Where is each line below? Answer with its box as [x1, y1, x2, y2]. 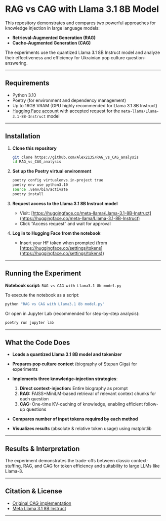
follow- [144, 401, 159, 407]
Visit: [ [19, 210, 33, 216]
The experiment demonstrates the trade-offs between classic [5, 458, 130, 463]
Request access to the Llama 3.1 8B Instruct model [12, 200, 118, 206]
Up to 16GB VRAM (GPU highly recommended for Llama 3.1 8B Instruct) [12, 102, 158, 108]
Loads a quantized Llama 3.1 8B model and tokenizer [12, 351, 122, 357]
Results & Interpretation [5, 444, 80, 453]
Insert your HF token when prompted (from [19, 240, 107, 246]
